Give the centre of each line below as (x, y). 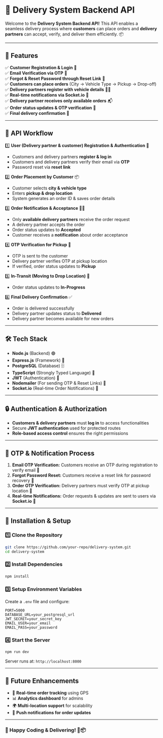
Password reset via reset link (41, 167)
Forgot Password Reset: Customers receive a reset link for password (81, 475)
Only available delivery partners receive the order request (71, 219)
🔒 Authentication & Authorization (56, 409)
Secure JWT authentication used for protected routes (66, 428)
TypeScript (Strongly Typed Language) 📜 (53, 373)
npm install (17, 576)
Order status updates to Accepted (46, 230)
